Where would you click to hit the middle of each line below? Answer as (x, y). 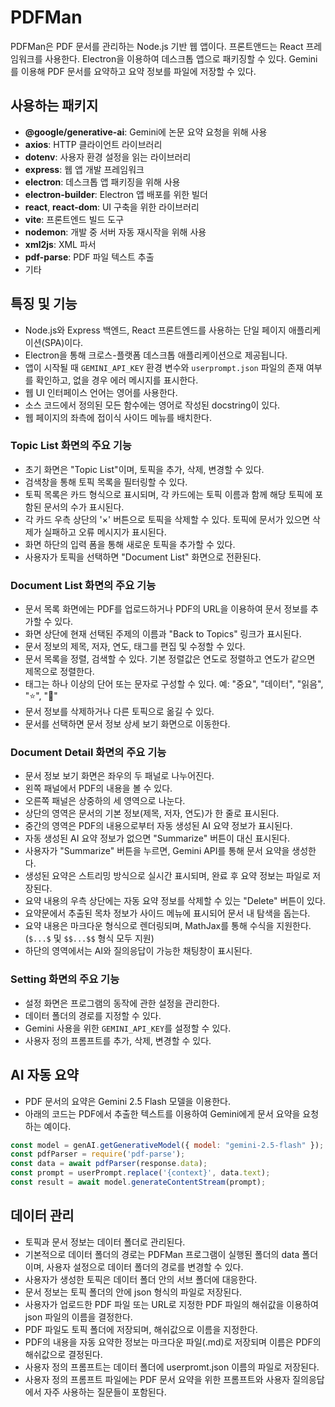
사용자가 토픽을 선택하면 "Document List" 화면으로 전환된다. (143, 557)
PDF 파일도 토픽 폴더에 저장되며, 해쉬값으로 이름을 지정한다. (141, 1329)
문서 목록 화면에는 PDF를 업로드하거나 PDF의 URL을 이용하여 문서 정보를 (166, 609)
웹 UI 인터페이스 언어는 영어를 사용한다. (101, 392)
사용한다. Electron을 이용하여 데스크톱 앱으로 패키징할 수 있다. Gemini (181, 58)
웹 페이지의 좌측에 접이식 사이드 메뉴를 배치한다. (118, 417)
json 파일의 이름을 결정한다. (78, 1317)
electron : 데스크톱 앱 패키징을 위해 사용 (102, 182)
